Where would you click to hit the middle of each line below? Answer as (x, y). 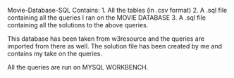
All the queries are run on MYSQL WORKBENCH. (78, 67)
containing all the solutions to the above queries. (78, 25)
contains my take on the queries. (55, 53)
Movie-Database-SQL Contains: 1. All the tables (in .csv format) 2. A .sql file (117, 10)
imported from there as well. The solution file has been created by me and (115, 46)
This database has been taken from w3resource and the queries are (106, 39)
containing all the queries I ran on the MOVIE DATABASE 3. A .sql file (107, 18)
